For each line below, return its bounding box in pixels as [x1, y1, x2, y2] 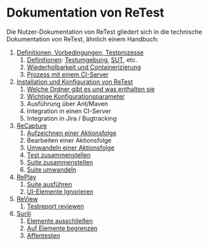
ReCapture [16, 121, 48, 130]
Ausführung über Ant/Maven [26, 99, 108, 107]
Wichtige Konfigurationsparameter [26, 92, 125, 101]
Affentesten [26, 231, 60, 239]
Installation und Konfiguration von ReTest [16, 77, 133, 85]
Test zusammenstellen [26, 150, 91, 159]
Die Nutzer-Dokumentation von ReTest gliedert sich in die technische [6, 28, 203, 36]
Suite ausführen [26, 180, 72, 188]
